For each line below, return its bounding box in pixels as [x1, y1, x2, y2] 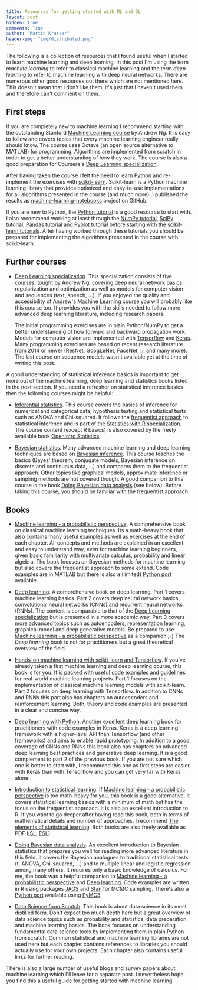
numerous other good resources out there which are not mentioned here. [6, 77, 184, 84]
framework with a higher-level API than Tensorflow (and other [14, 731, 165, 738]
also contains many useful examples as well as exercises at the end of [14, 533, 186, 540]
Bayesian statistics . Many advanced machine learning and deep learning [14, 444, 191, 451]
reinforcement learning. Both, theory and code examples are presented [14, 701, 187, 708]
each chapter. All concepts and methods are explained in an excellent [14, 539, 184, 546]
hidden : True [6, 19, 38, 25]
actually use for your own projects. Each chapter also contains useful [14, 947, 183, 954]
